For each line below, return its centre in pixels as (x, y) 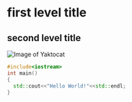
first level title (47, 13)
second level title (44, 38)
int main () (22, 73)
